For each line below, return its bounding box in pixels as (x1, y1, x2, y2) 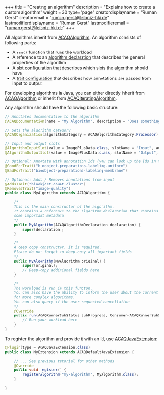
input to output (12, 80, 42, 86)
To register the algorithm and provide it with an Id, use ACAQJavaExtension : (5, 336, 158, 342)
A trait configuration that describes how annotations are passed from (12, 76, 151, 81)
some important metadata (14, 213, 64, 218)
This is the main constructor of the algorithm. (14, 204, 115, 209)
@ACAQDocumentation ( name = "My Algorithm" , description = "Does (5, 119, 139, 124)
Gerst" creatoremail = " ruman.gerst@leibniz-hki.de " (5, 15, 110, 20)
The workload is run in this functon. (14, 286, 93, 291)
